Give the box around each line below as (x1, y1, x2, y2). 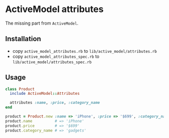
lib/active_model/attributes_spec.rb (12, 59, 92, 65)
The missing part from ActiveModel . (5, 20, 79, 26)
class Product (5, 86, 35, 91)
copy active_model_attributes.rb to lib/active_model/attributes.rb (12, 48, 157, 54)
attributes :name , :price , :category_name (10, 100, 100, 105)
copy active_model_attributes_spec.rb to (12, 53, 100, 59)
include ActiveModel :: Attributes (10, 91, 80, 96)
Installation (5, 35, 41, 43)
